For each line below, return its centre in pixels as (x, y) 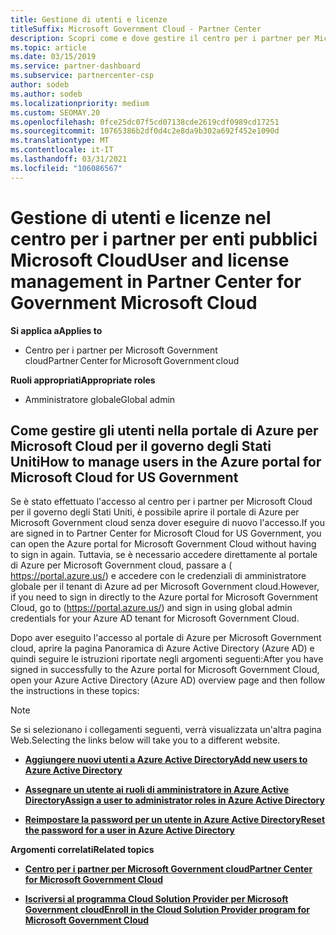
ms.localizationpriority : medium (80, 103)
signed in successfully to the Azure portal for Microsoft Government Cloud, (165, 670)
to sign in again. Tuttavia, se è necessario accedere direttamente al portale (164, 555)
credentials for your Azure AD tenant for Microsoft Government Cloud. (155, 618)
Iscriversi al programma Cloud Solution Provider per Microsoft (156, 899)
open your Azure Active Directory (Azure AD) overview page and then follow (168, 680)
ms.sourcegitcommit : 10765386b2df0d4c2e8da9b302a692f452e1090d (145, 131)
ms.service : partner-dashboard (75, 66)
